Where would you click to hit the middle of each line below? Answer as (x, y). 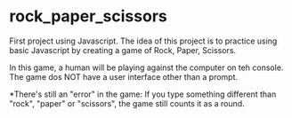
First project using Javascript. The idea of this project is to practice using (143, 41)
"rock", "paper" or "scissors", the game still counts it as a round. (127, 103)
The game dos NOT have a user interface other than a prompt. (124, 76)
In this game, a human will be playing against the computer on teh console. (146, 67)
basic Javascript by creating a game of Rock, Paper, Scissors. (123, 50)
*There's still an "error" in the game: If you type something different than (143, 94)
